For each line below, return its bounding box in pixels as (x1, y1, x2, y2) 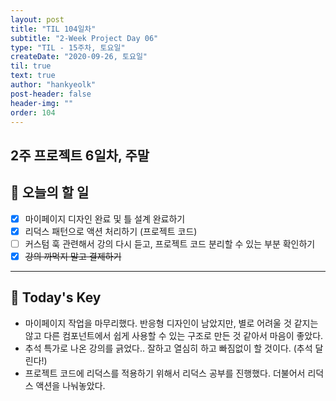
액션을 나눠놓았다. (35, 379, 106, 391)
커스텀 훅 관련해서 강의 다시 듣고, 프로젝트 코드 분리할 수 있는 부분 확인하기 (24, 237, 316, 250)
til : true (10, 61, 52, 71)
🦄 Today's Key (10, 289, 102, 306)
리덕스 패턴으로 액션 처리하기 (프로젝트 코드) (24, 225, 198, 237)
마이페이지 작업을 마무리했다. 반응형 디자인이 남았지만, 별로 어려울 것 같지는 (24, 317, 319, 329)
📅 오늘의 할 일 (10, 184, 90, 201)
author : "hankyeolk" (10, 80, 97, 90)
